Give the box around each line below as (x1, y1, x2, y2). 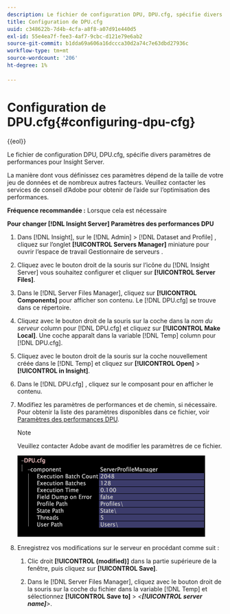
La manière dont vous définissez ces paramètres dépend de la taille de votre (7, 171, 224, 179)
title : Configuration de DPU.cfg (7, 18, 103, 25)
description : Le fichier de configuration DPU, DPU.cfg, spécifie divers (7, 11, 223, 18)
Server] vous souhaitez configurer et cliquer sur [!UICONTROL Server (16, 268, 216, 276)
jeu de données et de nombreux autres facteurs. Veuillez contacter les (7, 178, 206, 186)
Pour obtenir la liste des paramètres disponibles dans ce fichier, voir (16, 408, 210, 416)
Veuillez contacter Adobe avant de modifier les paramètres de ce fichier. (16, 441, 222, 450)
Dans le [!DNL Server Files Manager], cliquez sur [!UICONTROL (16, 289, 197, 297)
